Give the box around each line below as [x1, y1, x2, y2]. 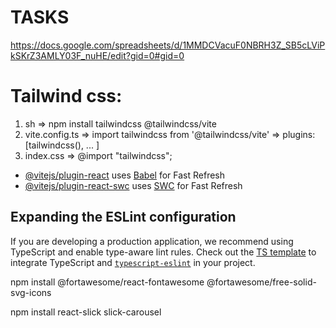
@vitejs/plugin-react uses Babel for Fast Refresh [24, 169, 226, 181]
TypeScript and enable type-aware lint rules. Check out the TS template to [10, 246, 317, 258]
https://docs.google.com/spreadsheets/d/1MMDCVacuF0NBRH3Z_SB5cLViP [10, 39, 326, 51]
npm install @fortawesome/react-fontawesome [10, 276, 205, 288]
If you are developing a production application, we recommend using [10, 235, 294, 247]
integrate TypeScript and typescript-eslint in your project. [10, 256, 256, 268]
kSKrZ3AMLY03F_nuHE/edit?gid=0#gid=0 [10, 49, 185, 61]
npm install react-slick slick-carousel [10, 306, 162, 318]
